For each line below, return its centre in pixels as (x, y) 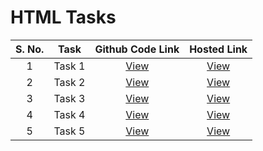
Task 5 (69, 131)
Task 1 (69, 66)
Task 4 (69, 114)
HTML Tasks (63, 17)
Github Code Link (137, 49)
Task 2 (69, 82)
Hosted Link (218, 49)
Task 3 (69, 98)
